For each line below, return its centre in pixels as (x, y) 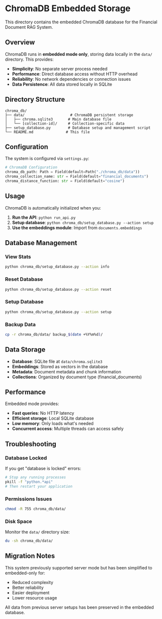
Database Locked (26, 458)
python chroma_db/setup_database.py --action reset (58, 289)
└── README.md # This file (48, 132)
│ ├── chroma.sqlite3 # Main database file (58, 119)
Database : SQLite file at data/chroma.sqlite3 (57, 361)
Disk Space (19, 521)
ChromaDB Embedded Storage (68, 9)
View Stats (18, 257)
